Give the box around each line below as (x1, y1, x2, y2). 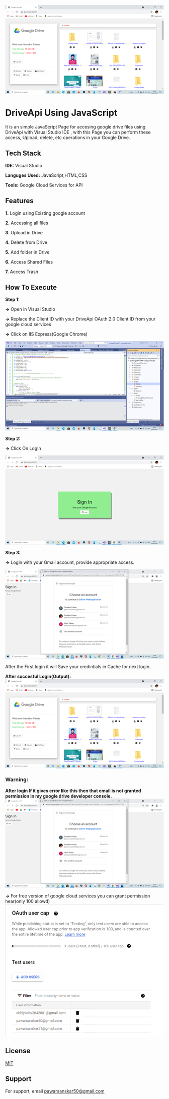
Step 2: (5, 435, 21, 441)
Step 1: (5, 296, 20, 302)
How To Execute (5, 283, 57, 292)
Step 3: (5, 549, 21, 555)
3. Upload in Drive (5, 229, 43, 235)
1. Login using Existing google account (5, 210, 86, 216)
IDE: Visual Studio (5, 162, 43, 168)
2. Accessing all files (5, 220, 49, 226)
